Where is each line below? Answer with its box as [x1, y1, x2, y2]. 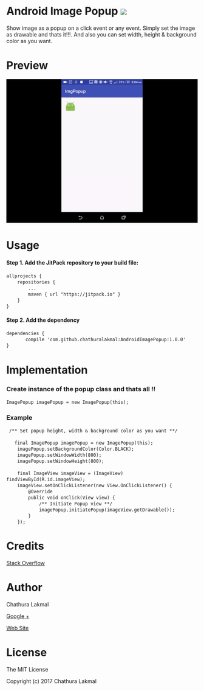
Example [6, 413, 33, 422]
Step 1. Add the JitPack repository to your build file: [6, 259, 138, 266]
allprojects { [6, 273, 42, 279]
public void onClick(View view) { [28, 495, 115, 501]
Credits [6, 540, 44, 553]
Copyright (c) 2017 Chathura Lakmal [6, 678, 97, 685]
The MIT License [6, 666, 49, 673]
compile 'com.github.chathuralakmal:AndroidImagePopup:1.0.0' [25, 336, 186, 343]
